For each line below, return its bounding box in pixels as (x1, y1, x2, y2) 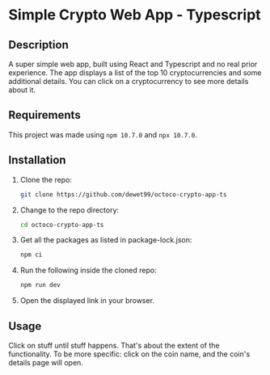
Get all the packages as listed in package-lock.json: (19, 235, 192, 245)
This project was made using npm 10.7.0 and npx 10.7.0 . (8, 129, 198, 139)
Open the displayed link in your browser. (19, 296, 155, 305)
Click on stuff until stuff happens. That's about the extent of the (8, 340, 220, 350)
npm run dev (19, 281, 61, 289)
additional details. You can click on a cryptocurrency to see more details (8, 77, 249, 86)
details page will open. (8, 357, 83, 367)
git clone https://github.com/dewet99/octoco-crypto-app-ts (19, 190, 227, 199)
